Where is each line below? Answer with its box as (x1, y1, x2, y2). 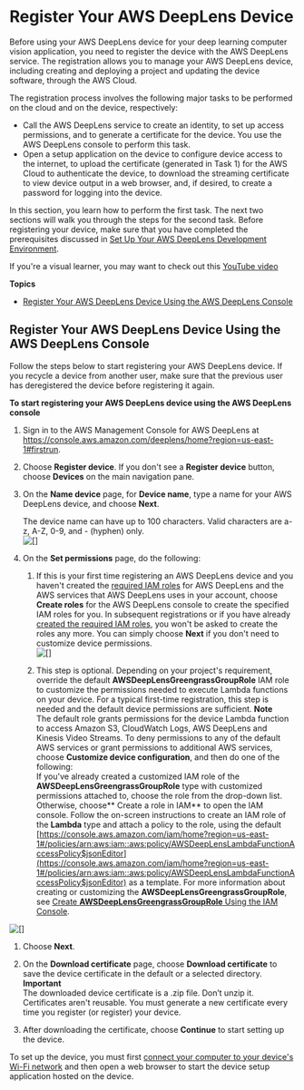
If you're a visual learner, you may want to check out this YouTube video (9, 260, 279, 271)
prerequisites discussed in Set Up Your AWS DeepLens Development (9, 233, 268, 244)
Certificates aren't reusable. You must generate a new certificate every (22, 997, 289, 1007)
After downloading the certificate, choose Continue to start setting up (22, 1024, 284, 1035)
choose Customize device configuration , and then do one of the (35, 751, 280, 763)
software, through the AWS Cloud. (9, 74, 138, 85)
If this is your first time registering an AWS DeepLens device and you (35, 569, 294, 581)
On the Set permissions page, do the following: (22, 552, 201, 563)
